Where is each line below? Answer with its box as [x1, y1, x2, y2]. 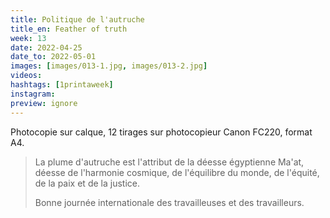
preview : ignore [10, 98, 78, 108]
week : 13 [10, 33, 47, 43]
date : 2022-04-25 [10, 42, 83, 53]
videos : [10, 71, 43, 81]
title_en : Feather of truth [10, 24, 128, 34]
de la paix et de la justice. [34, 177, 140, 189]
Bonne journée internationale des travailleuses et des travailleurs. [34, 196, 305, 208]
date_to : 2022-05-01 [10, 52, 97, 62]
